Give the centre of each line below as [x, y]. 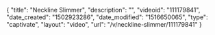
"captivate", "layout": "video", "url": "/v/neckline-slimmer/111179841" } [104, 24]
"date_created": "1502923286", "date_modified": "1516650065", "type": [107, 17]
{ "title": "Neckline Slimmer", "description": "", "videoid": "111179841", [103, 10]
